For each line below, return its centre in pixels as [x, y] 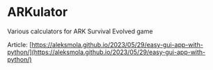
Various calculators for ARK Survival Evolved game [80, 31]
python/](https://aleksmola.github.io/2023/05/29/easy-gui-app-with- [106, 52]
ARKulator [38, 12]
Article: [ [19, 44]
